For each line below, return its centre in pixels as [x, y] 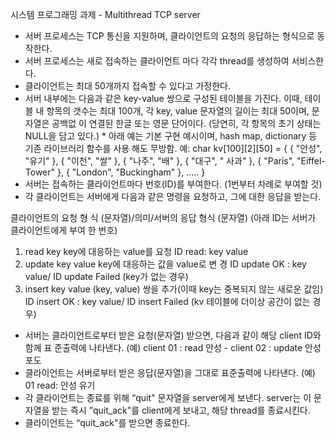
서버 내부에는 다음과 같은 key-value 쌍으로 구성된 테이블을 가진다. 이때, [163, 98]
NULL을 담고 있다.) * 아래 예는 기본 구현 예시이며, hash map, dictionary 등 [171, 136]
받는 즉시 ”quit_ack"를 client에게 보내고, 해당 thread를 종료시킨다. [181, 410]
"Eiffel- [311, 161]
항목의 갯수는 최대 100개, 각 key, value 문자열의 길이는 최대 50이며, [178, 111]
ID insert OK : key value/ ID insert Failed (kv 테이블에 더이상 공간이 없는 [167, 301]
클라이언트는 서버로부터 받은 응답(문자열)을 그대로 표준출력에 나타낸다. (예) [170, 372]
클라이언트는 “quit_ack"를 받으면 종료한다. [107, 422]
